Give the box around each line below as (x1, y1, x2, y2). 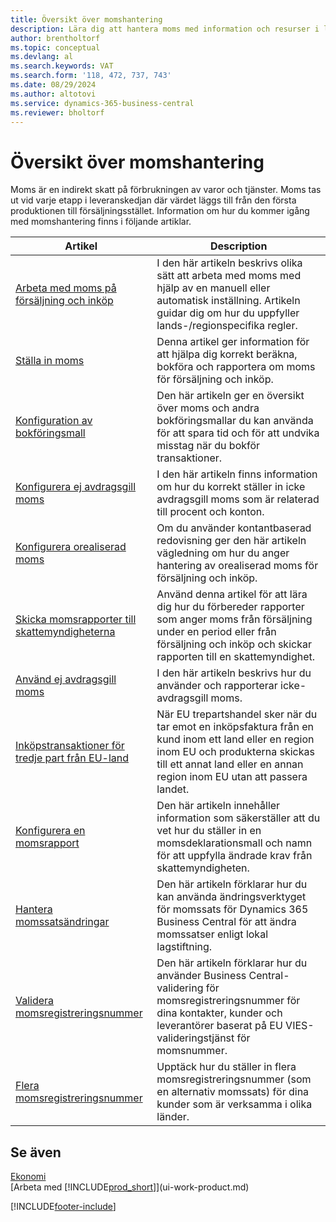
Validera (15, 994, 55, 1008)
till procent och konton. (156, 505, 265, 519)
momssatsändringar (15, 915, 110, 929)
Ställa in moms (15, 354, 85, 368)
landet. (156, 782, 190, 796)
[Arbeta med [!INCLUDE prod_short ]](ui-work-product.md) (10, 1181, 250, 1193)
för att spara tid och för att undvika (156, 426, 320, 440)
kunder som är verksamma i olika (156, 1097, 313, 1111)
